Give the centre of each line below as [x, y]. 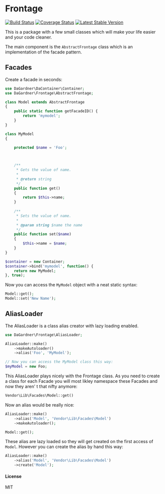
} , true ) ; [15, 275]
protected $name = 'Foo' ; [41, 148]
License [14, 476]
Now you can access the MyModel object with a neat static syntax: [71, 285]
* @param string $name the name [49, 225]
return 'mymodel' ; [42, 116]
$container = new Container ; [35, 262]
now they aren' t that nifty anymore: [41, 387]
